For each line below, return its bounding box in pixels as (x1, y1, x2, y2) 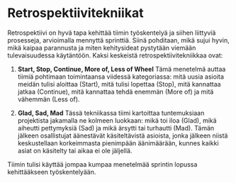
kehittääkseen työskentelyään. (7, 167, 96, 176)
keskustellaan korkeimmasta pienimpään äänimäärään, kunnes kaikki (17, 138, 219, 147)
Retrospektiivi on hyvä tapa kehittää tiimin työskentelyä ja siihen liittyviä (7, 28, 216, 37)
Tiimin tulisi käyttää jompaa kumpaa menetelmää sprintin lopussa (7, 160, 198, 168)
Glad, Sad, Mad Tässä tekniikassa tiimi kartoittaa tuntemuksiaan (17, 109, 205, 117)
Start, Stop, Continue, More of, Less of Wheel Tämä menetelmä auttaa (17, 65, 226, 73)
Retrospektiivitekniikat (7, 5, 144, 21)
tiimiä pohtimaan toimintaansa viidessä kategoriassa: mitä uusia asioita (17, 72, 225, 81)
